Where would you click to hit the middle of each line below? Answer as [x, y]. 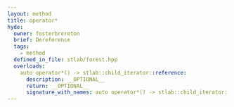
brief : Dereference [42, 40]
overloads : [30, 66]
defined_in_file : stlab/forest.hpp [66, 60]
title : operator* [33, 20]
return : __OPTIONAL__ [58, 86]
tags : [22, 46]
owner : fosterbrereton [47, 33]
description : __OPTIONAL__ [65, 79]
